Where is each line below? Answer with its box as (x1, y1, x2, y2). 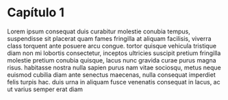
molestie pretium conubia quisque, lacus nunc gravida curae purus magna (7, 56, 217, 64)
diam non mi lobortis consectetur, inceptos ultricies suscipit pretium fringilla (7, 49, 221, 57)
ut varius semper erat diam (7, 85, 84, 93)
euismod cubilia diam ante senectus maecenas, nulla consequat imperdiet (7, 70, 216, 79)
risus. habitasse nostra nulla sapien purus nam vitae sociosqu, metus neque (7, 63, 221, 71)
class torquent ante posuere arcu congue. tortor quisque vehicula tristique (7, 41, 217, 50)
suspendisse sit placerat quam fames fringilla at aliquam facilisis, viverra (7, 34, 212, 42)
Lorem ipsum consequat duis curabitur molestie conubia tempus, (7, 27, 190, 35)
